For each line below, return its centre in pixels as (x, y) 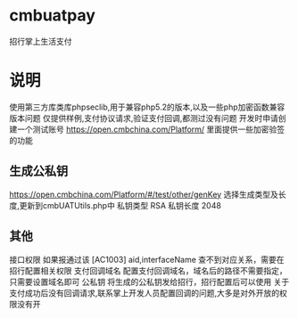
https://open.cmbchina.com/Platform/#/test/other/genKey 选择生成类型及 (144, 194)
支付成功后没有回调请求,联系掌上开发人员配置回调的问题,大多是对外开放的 (145, 293)
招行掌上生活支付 (41, 41)
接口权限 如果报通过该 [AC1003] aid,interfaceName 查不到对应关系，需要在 (147, 259)
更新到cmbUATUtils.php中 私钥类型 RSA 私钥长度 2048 (120, 205)
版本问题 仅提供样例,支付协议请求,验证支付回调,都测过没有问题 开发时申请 (144, 118)
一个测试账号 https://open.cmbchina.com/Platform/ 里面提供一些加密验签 (151, 129)
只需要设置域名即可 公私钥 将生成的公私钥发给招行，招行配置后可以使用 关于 (149, 281)
